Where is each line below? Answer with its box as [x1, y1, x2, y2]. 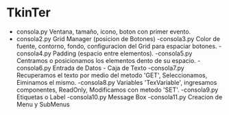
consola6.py [16, 64, 51, 72]
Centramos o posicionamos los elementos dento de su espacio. [16, 56, 196, 64]
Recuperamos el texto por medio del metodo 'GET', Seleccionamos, [16, 71, 208, 79]
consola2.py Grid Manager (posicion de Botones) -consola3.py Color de [16, 34, 221, 42]
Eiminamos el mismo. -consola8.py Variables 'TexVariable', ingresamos [16, 78, 217, 86]
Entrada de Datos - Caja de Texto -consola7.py [52, 64, 184, 72]
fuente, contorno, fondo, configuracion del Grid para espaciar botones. [16, 42, 217, 50]
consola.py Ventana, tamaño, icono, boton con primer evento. [16, 27, 191, 36]
